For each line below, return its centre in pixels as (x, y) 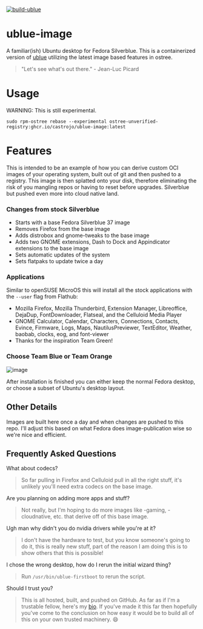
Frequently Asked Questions (62, 454)
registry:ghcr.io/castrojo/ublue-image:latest (66, 127)
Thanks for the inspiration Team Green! (64, 341)
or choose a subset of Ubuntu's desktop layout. (66, 388)
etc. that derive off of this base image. (101, 517)
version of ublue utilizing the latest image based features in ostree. (89, 57)
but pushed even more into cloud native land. (63, 193)
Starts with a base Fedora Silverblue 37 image (72, 222)
